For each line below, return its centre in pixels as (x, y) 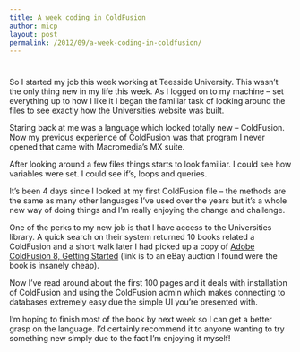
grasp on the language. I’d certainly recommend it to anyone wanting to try (147, 329)
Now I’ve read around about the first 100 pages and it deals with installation (149, 283)
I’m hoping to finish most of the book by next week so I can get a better (141, 320)
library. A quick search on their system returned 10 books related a (132, 237)
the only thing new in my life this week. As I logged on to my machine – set (147, 91)
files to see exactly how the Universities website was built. (117, 111)
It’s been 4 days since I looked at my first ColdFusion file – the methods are (148, 191)
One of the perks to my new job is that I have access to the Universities (141, 228)
